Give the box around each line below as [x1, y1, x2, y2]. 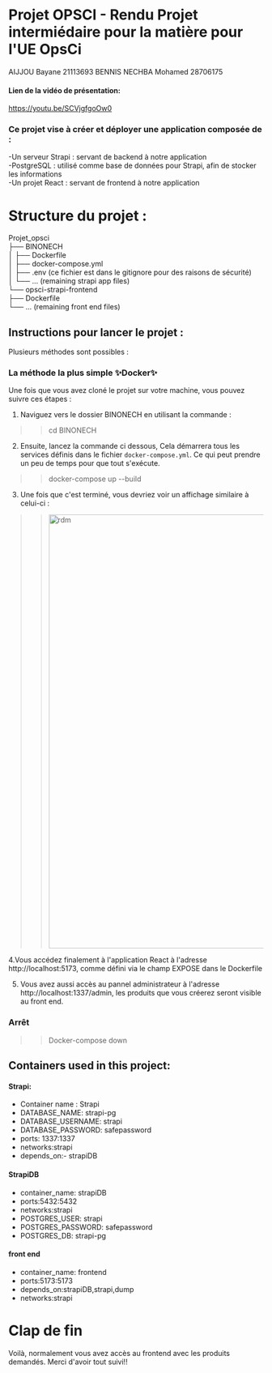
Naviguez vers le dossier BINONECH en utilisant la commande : [19, 410, 232, 420]
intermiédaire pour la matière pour [8, 23, 244, 41]
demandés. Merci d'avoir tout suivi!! [8, 1357, 128, 1367]
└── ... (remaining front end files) [8, 302, 121, 312]
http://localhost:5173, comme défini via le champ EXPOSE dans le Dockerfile [8, 964, 263, 974]
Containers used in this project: [8, 1059, 171, 1072]
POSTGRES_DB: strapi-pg [19, 1230, 107, 1240]
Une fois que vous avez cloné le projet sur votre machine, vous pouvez [8, 386, 245, 395]
